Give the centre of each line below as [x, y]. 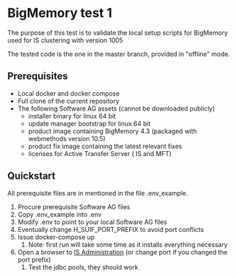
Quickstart [32, 176]
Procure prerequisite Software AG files [74, 206]
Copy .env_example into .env [60, 214]
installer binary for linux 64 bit [72, 116]
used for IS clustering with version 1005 [65, 40]
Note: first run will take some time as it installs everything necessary [128, 244]
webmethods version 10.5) [67, 138]
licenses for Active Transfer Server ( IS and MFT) [100, 153]
